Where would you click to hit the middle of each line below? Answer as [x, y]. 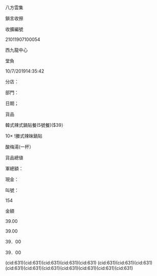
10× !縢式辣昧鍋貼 [24, 136]
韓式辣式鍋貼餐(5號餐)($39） [36, 125]
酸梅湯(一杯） [20, 147]
